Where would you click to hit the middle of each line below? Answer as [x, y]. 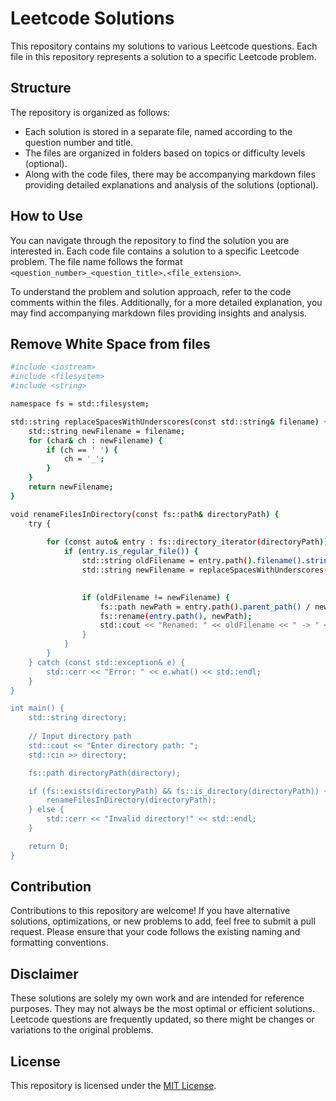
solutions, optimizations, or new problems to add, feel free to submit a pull [163, 921]
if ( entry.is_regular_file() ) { [131, 552]
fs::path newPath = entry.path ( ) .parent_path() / [205, 607]
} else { [46, 810]
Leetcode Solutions [92, 18]
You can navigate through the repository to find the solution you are [150, 240]
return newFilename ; [71, 487]
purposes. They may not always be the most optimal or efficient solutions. [163, 1009]
